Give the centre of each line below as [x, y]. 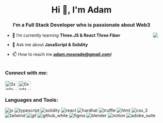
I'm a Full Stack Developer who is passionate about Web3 [81, 25]
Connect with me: [26, 73]
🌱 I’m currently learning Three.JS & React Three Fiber [66, 35]
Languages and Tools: [32, 100]
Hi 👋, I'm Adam [81, 10]
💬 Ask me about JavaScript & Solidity [50, 45]
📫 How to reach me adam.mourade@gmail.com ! [62, 55]
